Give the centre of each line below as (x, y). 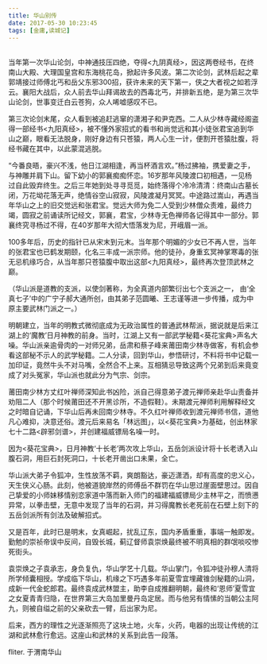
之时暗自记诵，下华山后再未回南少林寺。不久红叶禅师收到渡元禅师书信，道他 (133, 412)
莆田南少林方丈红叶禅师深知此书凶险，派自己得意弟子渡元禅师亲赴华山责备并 (133, 392)
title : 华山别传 (33, 15)
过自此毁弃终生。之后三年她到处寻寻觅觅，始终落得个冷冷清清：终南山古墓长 (133, 185)
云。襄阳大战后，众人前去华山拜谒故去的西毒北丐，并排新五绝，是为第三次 (130, 92)
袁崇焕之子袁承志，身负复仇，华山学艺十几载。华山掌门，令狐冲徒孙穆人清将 (133, 569)
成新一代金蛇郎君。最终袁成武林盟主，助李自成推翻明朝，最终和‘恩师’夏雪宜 (132, 589)
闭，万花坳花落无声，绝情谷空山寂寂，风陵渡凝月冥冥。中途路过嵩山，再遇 (130, 195)
